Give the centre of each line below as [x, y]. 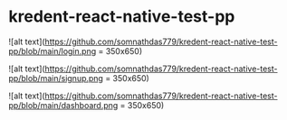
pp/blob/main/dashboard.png [63, 105]
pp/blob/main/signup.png [56, 78]
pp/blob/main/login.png [53, 51]
